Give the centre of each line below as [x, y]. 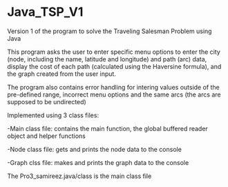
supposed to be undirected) [47, 101]
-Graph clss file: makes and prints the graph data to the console [98, 162]
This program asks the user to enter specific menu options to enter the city [114, 52]
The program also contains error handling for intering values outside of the [113, 87]
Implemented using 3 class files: [53, 115]
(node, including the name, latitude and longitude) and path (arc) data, [107, 59]
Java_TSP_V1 [45, 12]
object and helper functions [47, 136]
